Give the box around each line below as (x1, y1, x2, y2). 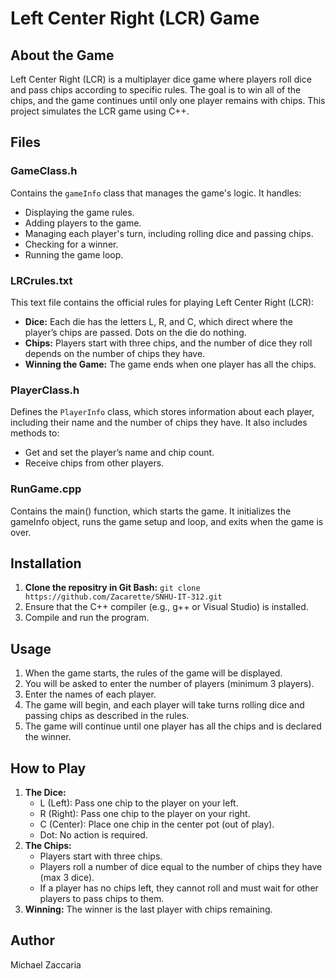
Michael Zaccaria (10, 958, 82, 971)
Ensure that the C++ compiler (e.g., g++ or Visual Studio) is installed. (24, 601, 309, 613)
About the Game (10, 47, 115, 64)
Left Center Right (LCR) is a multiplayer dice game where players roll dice (10, 73, 312, 85)
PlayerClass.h (10, 383, 80, 397)
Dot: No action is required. (39, 829, 148, 841)
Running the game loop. (24, 248, 124, 261)
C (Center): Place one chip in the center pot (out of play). (39, 818, 275, 831)
